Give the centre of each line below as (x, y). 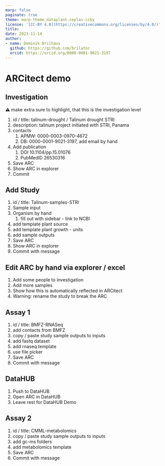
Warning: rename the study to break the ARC (60, 296)
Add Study (22, 190)
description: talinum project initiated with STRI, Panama (71, 125)
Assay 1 (18, 312)
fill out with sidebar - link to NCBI (55, 219)
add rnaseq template (34, 346)
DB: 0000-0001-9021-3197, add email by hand (69, 141)
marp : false (18, 10)
